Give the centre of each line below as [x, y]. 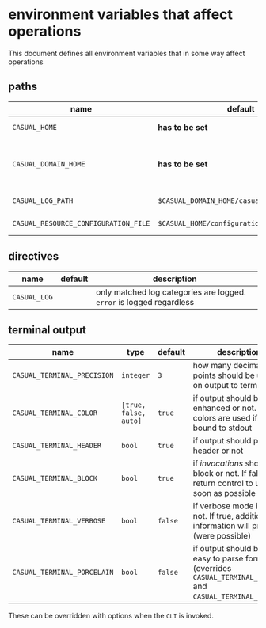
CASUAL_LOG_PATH [43, 200]
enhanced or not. [224, 408]
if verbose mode [223, 506]
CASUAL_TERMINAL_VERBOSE [59, 521]
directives [34, 256]
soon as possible [224, 493]
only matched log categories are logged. [171, 292]
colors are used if [225, 418]
